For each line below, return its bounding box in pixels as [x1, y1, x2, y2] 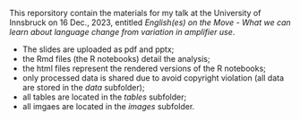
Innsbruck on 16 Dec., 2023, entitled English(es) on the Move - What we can [9, 17, 291, 28]
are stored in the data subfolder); [21, 82, 145, 92]
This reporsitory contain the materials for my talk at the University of [9, 8, 261, 18]
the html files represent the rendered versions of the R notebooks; [21, 63, 266, 73]
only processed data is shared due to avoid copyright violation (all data [21, 73, 285, 83]
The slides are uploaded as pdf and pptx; [21, 44, 175, 55]
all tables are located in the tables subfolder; [21, 91, 187, 102]
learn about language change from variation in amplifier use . [9, 27, 236, 37]
